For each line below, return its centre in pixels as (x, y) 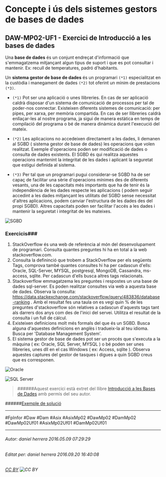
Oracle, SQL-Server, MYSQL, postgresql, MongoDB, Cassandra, (77, 271)
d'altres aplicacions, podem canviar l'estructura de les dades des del (83, 201)
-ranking (21, 302)
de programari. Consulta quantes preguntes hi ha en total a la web (80, 250)
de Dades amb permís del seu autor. (54, 394)
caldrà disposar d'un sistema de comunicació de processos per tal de (83, 103)
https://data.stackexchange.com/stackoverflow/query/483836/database (86, 297)
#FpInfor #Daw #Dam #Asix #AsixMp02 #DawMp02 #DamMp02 (71, 418)
